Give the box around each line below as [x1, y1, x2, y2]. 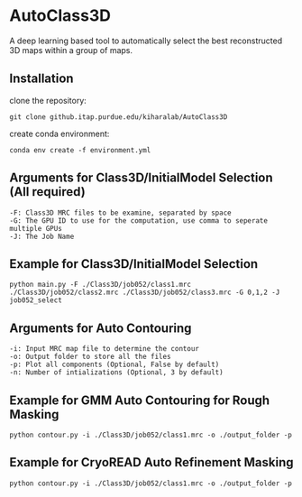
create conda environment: [9, 128, 110, 139]
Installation [9, 71, 74, 87]
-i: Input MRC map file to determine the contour [9, 345, 200, 354]
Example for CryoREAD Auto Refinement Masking [9, 455, 294, 470]
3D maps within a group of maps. [9, 44, 133, 55]
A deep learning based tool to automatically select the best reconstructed [9, 35, 282, 46]
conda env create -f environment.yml [9, 145, 151, 154]
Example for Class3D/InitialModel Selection [9, 256, 259, 272]
